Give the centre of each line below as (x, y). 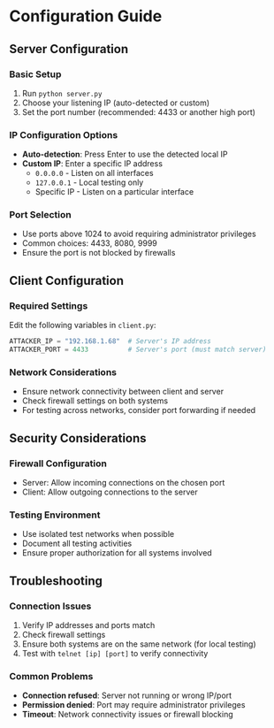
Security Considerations (78, 438)
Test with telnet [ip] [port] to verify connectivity (115, 653)
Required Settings (49, 305)
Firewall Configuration (58, 464)
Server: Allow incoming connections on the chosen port (123, 482)
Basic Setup (35, 74)
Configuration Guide (86, 16)
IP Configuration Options (64, 134)
